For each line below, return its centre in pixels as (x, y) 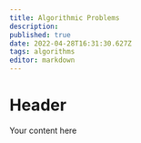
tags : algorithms (42, 52)
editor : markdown (42, 60)
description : (34, 26)
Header (38, 105)
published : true (40, 35)
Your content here (43, 130)
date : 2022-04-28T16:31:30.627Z (70, 43)
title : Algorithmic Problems (65, 18)
